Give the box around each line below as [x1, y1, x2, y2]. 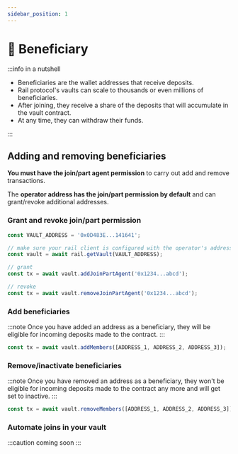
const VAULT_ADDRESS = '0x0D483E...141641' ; [7, 231, 141, 238]
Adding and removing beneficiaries [7, 150, 166, 162]
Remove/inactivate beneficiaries [7, 360, 123, 370]
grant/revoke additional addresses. [7, 198, 109, 206]
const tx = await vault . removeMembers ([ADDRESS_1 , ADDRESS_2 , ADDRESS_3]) [7, 406, 233, 413]
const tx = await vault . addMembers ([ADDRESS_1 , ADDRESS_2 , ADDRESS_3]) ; [7, 344, 227, 351]
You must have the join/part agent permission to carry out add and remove [7, 169, 230, 177]
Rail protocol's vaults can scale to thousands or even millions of [17, 86, 204, 94]
